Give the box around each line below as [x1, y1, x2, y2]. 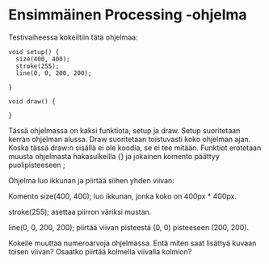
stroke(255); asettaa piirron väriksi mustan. [8, 207, 152, 216]
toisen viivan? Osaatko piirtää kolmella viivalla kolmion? [8, 246, 192, 256]
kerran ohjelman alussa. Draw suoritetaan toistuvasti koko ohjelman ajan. [8, 134, 251, 144]
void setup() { [8, 48, 60, 56]
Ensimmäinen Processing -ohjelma [8, 6, 248, 24]
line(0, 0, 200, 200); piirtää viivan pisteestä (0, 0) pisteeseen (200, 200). [8, 222, 249, 232]
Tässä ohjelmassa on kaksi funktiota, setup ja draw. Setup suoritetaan [8, 125, 241, 135]
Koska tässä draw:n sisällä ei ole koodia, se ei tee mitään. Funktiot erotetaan [8, 143, 262, 153]
